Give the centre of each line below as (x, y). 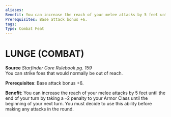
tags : (11, 24)
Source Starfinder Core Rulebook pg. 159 (49, 68)
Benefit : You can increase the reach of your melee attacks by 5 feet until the (85, 93)
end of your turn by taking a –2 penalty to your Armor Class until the (77, 98)
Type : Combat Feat (25, 29)
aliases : (15, 10)
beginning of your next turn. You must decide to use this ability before (79, 104)
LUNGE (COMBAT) (45, 54)
